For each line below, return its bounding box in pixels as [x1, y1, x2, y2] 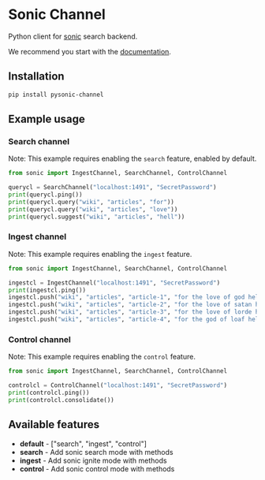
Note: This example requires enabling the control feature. [8, 352, 196, 362]
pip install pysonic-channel [8, 91, 104, 99]
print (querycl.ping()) [8, 191, 83, 199]
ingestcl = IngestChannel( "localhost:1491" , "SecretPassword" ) [8, 278, 221, 287]
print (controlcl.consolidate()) [8, 396, 114, 404]
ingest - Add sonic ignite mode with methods [19, 456, 167, 465]
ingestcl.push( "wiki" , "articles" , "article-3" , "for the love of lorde [8, 308, 252, 316]
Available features [8, 418, 100, 431]
